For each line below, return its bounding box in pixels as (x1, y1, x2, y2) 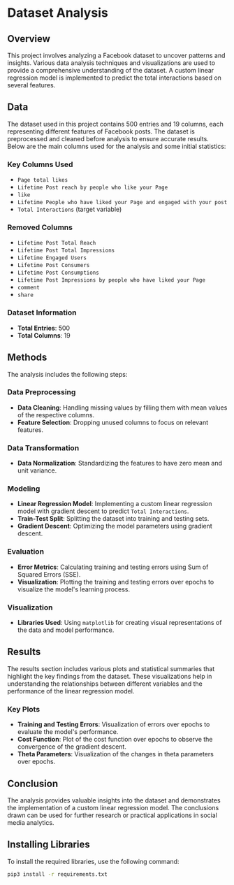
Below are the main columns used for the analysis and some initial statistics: (7, 142, 226, 150)
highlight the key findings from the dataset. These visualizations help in (7, 672, 212, 680)
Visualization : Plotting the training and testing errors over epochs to (17, 577, 214, 586)
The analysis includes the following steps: (7, 370, 128, 378)
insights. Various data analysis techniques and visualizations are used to (7, 59, 215, 67)
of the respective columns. (17, 410, 95, 419)
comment (17, 285, 40, 292)
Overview (7, 33, 51, 45)
